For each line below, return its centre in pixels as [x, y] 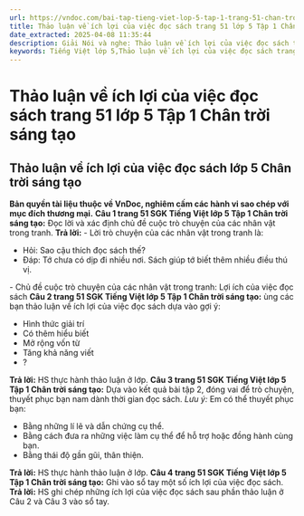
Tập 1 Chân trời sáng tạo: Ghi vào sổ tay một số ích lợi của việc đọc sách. [147, 483]
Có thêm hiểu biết [56, 334]
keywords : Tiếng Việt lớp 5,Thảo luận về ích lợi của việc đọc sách [141, 52]
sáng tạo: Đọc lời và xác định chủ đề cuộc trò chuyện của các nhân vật [142, 224]
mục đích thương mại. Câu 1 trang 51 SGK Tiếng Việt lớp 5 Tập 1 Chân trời [149, 214]
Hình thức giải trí [53, 324]
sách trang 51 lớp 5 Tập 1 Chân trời [140, 115]
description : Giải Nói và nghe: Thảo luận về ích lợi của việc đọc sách [149, 43]
